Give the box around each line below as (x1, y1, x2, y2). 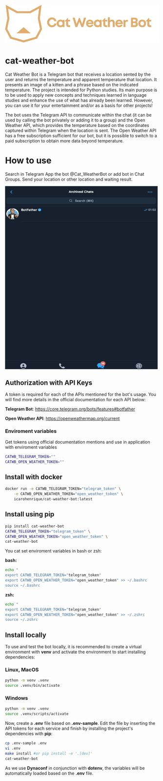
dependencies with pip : (5, 731, 53, 737)
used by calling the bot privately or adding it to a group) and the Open (5, 117, 145, 123)
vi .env (5, 746, 21, 751)
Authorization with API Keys (5, 379, 93, 387)
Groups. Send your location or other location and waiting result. (5, 176, 133, 182)
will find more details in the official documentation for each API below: (5, 397, 146, 403)
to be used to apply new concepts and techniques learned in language (5, 92, 147, 98)
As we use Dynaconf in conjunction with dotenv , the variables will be (5, 765, 145, 771)
